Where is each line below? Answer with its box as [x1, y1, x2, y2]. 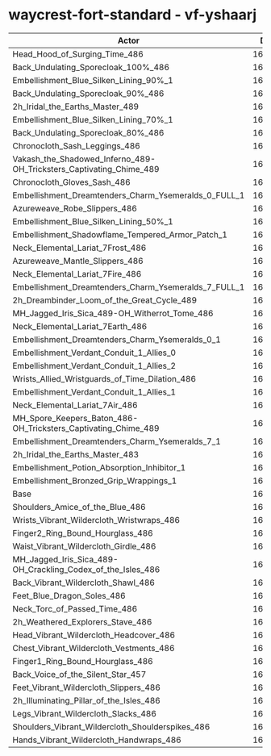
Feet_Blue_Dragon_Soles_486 [12, 590, 127, 601]
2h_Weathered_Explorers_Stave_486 [12, 616, 152, 627]
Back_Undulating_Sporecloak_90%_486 [12, 87, 165, 98]
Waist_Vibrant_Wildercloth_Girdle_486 [12, 541, 156, 552]
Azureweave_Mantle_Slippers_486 [12, 255, 144, 266]
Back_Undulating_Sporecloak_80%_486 [12, 127, 165, 138]
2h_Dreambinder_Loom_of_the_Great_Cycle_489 [12, 294, 198, 306]
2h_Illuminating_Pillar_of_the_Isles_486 [12, 695, 161, 706]
